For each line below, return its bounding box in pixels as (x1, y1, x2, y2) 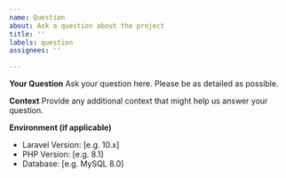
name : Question (9, 12, 66, 22)
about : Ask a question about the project (9, 21, 165, 30)
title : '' (9, 29, 46, 38)
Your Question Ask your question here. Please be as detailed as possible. (9, 78, 279, 89)
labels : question (9, 37, 74, 47)
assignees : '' (9, 46, 62, 55)
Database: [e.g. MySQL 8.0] (21, 158, 124, 169)
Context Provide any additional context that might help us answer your (9, 95, 268, 107)
